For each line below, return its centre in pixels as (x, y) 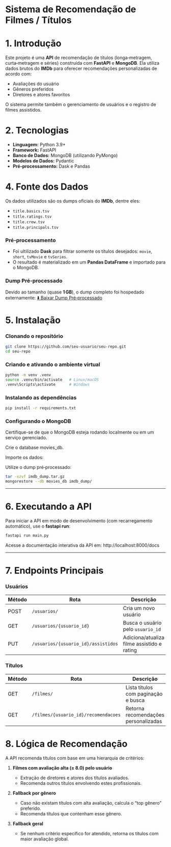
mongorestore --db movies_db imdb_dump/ (49, 482)
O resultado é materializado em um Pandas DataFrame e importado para (89, 262)
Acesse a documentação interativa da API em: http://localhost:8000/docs (82, 545)
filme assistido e (142, 644)
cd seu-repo (18, 351)
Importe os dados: (24, 458)
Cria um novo (139, 608)
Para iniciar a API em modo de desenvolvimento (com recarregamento (79, 520)
